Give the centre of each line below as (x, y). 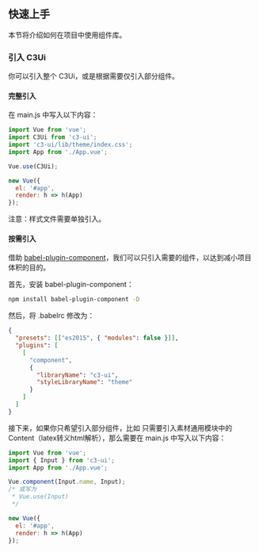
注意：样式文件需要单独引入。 (57, 219)
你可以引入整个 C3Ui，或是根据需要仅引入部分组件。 (94, 76)
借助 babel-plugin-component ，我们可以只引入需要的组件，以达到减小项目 (130, 258)
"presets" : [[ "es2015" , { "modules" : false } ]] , (97, 338)
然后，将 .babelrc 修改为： (51, 316)
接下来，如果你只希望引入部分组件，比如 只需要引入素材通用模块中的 (120, 427)
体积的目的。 (29, 267)
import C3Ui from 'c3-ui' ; (53, 137)
